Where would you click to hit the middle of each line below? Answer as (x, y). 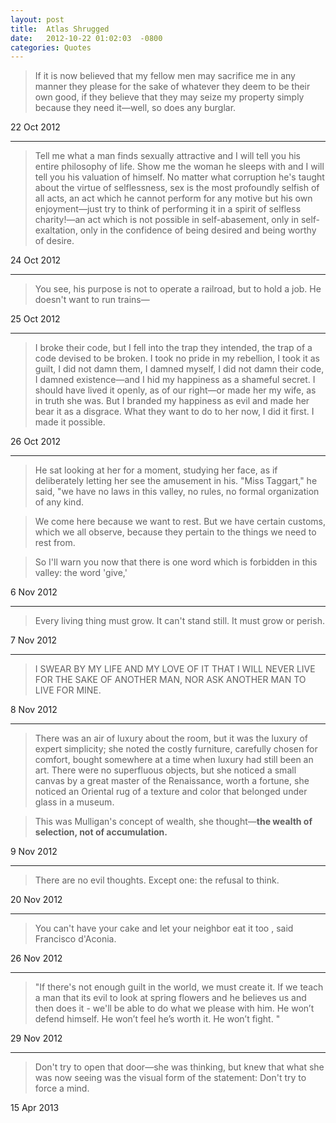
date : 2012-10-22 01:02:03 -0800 (86, 38)
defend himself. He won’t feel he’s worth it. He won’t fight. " (157, 1019)
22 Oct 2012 (35, 127)
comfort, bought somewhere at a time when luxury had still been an (174, 760)
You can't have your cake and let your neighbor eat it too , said (164, 928)
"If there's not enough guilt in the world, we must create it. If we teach (179, 987)
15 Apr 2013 (35, 1108)
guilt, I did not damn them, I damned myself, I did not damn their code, (179, 369)
